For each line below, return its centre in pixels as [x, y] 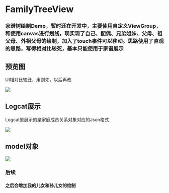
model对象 [22, 146]
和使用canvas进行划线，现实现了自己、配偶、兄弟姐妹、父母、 [81, 34]
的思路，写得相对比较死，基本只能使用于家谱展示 [65, 49]
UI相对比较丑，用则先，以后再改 [38, 80]
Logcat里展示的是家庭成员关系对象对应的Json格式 [57, 119]
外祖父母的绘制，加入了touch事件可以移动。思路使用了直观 [92, 41]
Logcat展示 [23, 107]
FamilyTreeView [39, 9]
